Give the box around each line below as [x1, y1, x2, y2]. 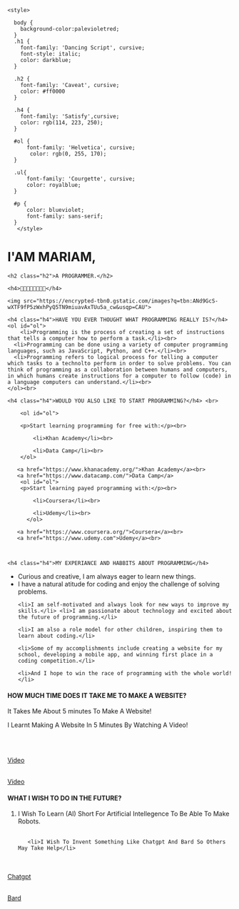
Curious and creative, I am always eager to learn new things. [17, 572, 196, 581]
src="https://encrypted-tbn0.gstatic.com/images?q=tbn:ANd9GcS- [23, 297, 219, 305]
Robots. [17, 817, 41, 826]
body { [14, 19, 34, 26]
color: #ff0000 [20, 88, 66, 95]
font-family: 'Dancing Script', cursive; [20, 44, 145, 51]
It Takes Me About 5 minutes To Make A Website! [7, 707, 152, 716]
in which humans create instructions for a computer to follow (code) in [7, 372, 232, 380]
